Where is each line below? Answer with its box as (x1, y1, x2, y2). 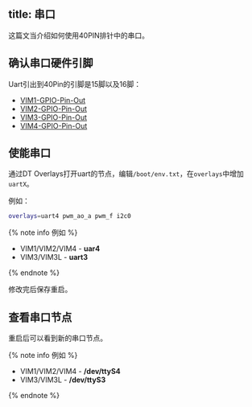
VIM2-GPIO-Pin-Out (19, 104, 87, 113)
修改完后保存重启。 (8, 285, 72, 294)
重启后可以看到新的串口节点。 (8, 333, 107, 343)
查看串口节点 (8, 310, 72, 324)
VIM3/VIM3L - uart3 (19, 253, 89, 262)
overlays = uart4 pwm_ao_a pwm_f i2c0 (8, 212, 131, 220)
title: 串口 (8, 7, 56, 22)
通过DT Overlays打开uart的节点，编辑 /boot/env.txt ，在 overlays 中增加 (8, 169, 244, 179)
